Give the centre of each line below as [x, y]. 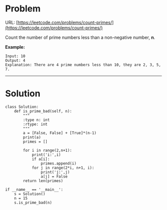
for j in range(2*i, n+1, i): [63, 168]
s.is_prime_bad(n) [33, 203]
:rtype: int [36, 124]
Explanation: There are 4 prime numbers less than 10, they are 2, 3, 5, [83, 65]
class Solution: [22, 107]
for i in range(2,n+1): [47, 150]
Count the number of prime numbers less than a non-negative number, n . [80, 37]
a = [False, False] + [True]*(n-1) [60, 133]
